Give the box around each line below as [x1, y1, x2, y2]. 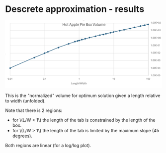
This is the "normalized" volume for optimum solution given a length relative [5, 93, 161, 99]
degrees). [12, 133, 33, 139]
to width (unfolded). [5, 98, 46, 104]
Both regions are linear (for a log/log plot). [5, 143, 91, 149]
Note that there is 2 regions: [5, 107, 63, 113]
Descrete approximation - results [5, 3, 145, 15]
